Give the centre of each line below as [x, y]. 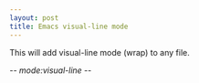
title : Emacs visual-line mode [69, 26]
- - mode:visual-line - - [51, 70]
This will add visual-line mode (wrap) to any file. [99, 52]
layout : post [34, 18]
